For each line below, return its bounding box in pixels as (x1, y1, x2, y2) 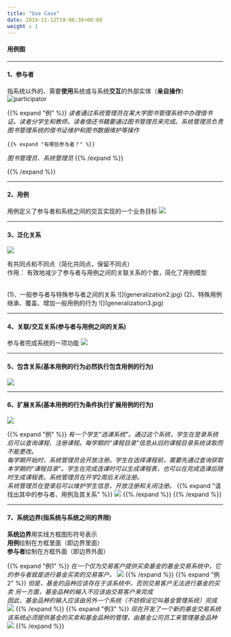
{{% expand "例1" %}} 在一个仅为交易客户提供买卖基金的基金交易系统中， (7, 562, 215, 570)
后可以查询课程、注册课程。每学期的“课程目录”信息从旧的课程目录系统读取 (7, 439, 217, 447)
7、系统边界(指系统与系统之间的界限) (7, 513, 112, 522)
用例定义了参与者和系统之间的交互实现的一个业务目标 (7, 207, 158, 215)
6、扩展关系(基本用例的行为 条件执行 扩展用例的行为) (7, 401, 154, 409)
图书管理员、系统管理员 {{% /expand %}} (7, 154, 124, 162)
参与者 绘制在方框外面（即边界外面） (7, 547, 110, 555)
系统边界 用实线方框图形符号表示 (7, 530, 97, 538)
